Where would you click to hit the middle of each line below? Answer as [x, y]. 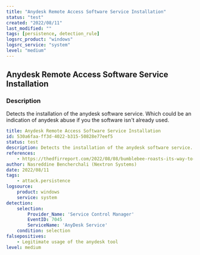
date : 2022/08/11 [28, 170]
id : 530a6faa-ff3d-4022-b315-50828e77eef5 [60, 137]
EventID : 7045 [45, 220]
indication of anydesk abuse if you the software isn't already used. [88, 120]
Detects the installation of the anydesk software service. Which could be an [99, 114]
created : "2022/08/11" [34, 23]
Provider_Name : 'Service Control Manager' [81, 214]
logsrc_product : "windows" [40, 39]
